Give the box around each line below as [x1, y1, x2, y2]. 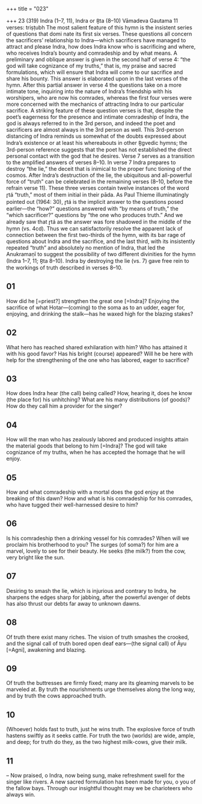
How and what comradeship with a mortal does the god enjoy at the [6, 488, 174, 496]
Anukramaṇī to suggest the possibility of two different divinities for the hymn [6, 251, 196, 257]
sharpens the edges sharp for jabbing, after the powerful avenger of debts [6, 594, 191, 601]
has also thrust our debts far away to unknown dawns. [6, 600, 141, 607]
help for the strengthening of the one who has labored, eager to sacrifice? [6, 356, 189, 363]
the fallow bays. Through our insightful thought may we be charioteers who [6, 784, 193, 791]
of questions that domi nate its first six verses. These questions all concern [6, 30, 192, 37]
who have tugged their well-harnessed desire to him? [6, 502, 138, 509]
